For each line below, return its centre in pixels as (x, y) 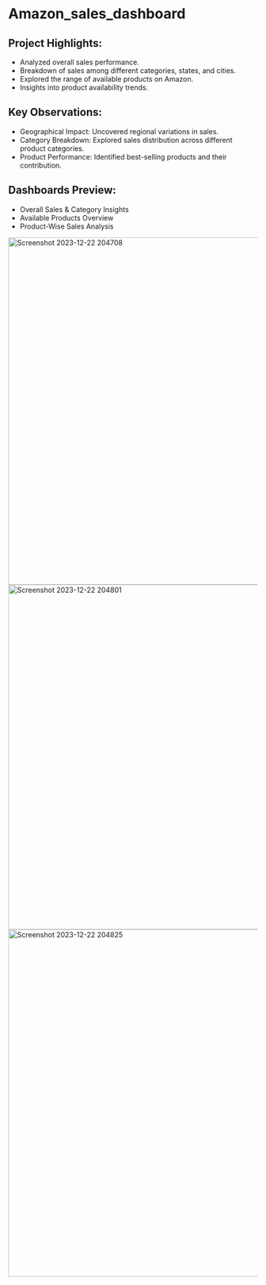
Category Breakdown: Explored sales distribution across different (126, 140)
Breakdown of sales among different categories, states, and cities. (127, 71)
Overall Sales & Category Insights (74, 209)
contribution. (40, 165)
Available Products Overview (66, 217)
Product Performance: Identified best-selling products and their (123, 156)
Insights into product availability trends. (84, 87)
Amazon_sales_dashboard (97, 14)
